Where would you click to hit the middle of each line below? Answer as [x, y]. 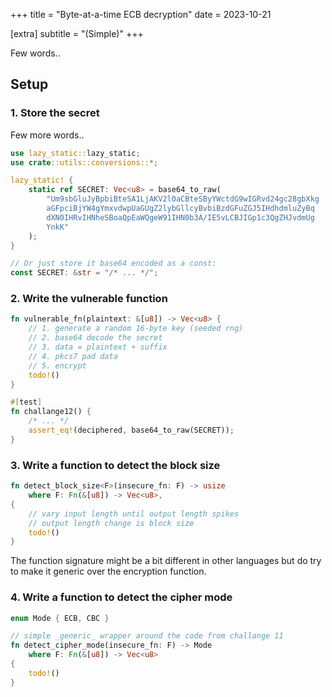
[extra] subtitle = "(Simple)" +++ [77, 33]
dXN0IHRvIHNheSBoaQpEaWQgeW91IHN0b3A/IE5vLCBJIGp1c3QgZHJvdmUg [180, 217]
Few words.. [35, 53]
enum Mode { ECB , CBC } [60, 618]
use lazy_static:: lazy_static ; [75, 153]
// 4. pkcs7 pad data [73, 356]
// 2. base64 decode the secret [95, 338]
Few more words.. [47, 135]
